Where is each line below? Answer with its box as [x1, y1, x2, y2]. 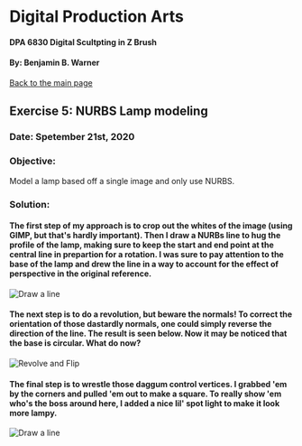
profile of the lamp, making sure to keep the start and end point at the [9, 239, 275, 250]
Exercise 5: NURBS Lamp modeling [9, 104, 209, 119]
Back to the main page [9, 77, 93, 88]
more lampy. [9, 407, 58, 418]
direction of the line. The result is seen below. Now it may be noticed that [9, 328, 288, 339]
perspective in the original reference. [9, 268, 151, 279]
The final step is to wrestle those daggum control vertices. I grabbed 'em [9, 378, 288, 389]
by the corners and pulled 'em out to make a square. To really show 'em [9, 388, 282, 399]
